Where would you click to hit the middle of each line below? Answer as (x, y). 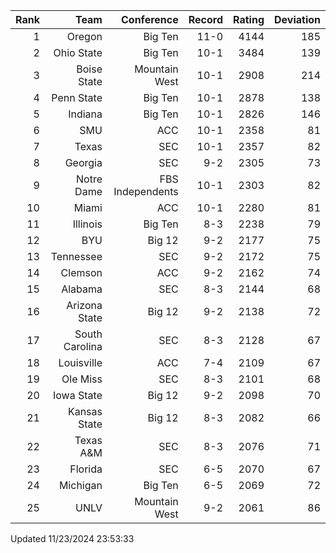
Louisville (80, 362)
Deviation (297, 19)
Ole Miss (82, 379)
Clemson (81, 272)
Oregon (84, 36)
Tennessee (76, 256)
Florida (86, 469)
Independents (146, 191)
